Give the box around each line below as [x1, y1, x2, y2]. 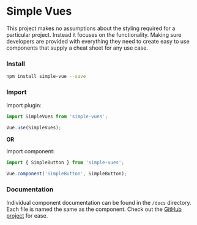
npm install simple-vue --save [6, 74, 86, 80]
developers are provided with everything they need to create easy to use [6, 37, 190, 45]
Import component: [6, 148, 55, 155]
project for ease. [6, 212, 48, 219]
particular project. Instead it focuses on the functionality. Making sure [6, 31, 182, 38]
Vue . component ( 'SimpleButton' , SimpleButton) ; [6, 170, 127, 177]
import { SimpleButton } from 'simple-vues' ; [6, 159, 124, 166]
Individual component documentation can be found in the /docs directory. [6, 199, 191, 207]
